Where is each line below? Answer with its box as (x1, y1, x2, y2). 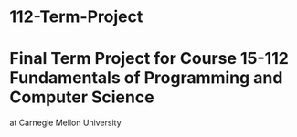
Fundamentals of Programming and (9, 68, 283, 89)
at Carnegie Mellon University (9, 117, 122, 129)
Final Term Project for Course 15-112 (9, 48, 290, 69)
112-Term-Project (9, 6, 143, 27)
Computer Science (9, 87, 154, 108)
